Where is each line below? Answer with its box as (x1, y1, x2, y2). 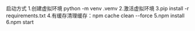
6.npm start (6, 19, 34, 25)
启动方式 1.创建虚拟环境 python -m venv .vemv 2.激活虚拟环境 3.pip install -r (6, 5, 189, 11)
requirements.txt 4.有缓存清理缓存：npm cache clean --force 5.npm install (6, 12, 185, 19)
